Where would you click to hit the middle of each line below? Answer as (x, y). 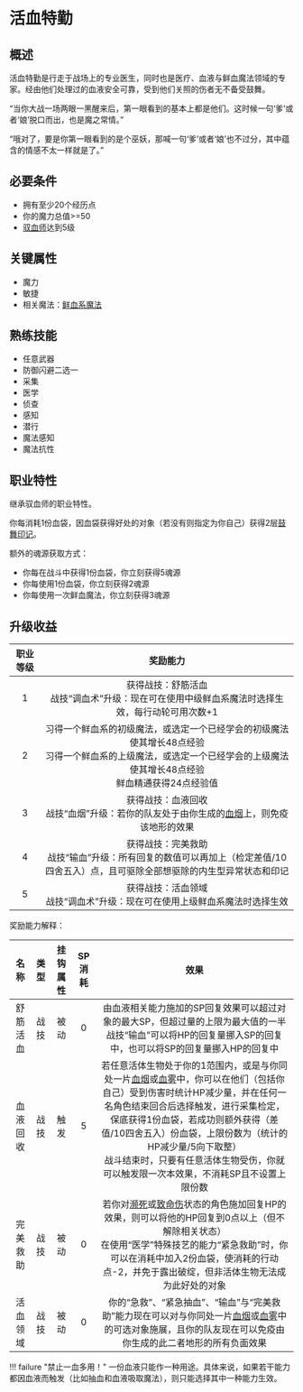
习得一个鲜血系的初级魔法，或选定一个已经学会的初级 (158, 729)
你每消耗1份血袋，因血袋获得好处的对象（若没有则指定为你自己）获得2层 (144, 523)
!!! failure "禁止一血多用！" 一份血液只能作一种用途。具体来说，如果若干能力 (150, 1367)
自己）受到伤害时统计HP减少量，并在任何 (190, 1092)
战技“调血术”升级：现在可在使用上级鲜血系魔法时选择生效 (167, 901)
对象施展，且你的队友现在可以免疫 (204, 1330)
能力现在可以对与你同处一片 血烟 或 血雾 (196, 1316)
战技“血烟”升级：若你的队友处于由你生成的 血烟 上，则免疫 (167, 814)
